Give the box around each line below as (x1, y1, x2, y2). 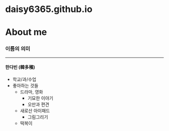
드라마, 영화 (20, 89, 43, 95)
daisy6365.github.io (5, 4, 93, 15)
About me (5, 27, 47, 38)
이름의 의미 (5, 45, 31, 52)
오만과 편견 (27, 101, 49, 107)
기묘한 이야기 (27, 95, 54, 101)
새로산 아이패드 (20, 107, 50, 113)
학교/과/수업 (12, 76, 37, 82)
